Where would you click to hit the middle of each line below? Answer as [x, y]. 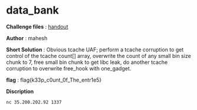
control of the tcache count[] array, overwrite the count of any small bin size [99, 56]
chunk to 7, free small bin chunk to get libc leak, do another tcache [87, 62]
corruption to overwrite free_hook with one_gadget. [69, 68]
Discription [20, 91]
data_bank [32, 10]
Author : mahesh [27, 38]
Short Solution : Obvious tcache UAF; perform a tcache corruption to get [95, 49]
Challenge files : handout [37, 27]
